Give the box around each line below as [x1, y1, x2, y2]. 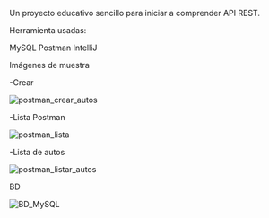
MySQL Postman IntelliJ [9, 42, 98, 53]
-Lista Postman [9, 112, 65, 122]
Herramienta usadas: [9, 25, 87, 35]
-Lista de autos [9, 147, 65, 157]
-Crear [9, 77, 34, 88]
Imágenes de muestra [9, 60, 90, 70]
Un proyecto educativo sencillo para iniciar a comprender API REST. [9, 8, 260, 18]
